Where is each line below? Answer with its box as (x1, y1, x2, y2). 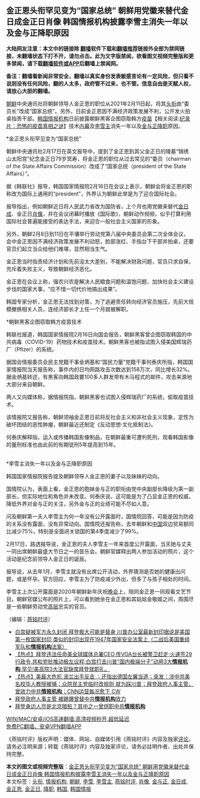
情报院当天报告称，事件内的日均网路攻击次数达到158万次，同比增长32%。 (11, 366, 193, 373)
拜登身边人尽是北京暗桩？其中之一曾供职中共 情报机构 (14, 702, 146, 710)
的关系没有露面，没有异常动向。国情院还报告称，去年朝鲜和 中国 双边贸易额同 (6, 520, 194, 527)
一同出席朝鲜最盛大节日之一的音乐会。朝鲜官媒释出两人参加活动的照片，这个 (6, 547, 194, 555)
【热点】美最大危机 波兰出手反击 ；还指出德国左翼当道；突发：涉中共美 (14, 672, 190, 680)
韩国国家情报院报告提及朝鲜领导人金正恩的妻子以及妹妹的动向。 (6, 472, 162, 479)
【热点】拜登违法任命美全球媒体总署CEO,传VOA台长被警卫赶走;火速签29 (14, 650, 192, 657)
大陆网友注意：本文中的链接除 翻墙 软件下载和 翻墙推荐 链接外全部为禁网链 (6, 45, 185, 52)
